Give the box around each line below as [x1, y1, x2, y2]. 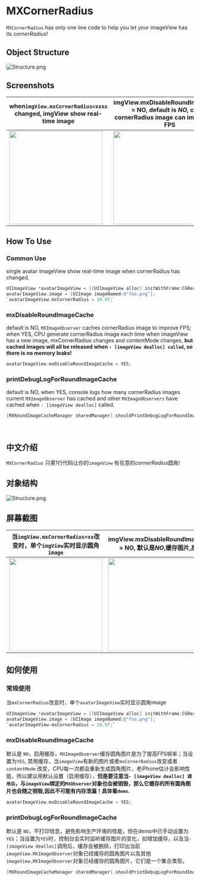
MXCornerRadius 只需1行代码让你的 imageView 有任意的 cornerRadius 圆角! [6, 460, 180, 467]
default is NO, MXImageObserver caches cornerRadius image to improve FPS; [6, 324, 192, 332]
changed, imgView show [14, 109, 86, 117]
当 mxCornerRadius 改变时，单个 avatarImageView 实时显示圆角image [6, 699, 167, 706]
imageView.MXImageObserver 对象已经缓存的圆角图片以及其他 [6, 850, 151, 857]
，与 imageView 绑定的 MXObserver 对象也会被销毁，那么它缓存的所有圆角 [14, 780, 186, 787]
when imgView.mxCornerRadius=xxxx [9, 102, 108, 110]
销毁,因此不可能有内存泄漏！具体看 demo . [32, 788, 130, 795]
